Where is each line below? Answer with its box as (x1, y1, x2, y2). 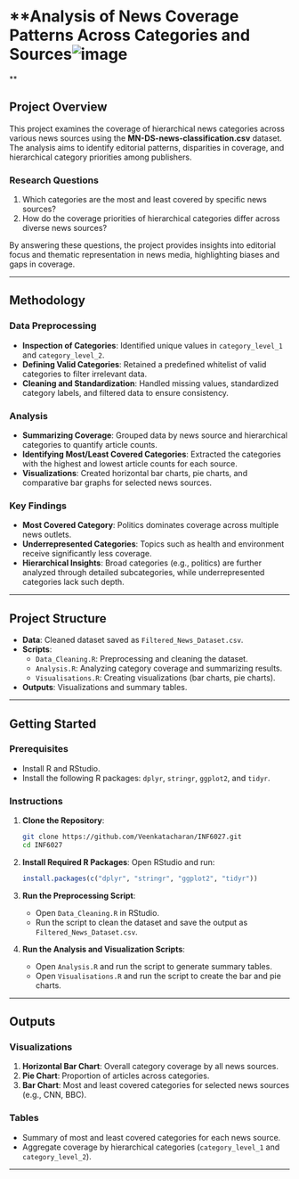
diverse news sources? (21, 223, 108, 234)
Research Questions (9, 174, 100, 186)
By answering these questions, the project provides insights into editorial (9, 240, 276, 251)
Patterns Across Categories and (9, 25, 251, 45)
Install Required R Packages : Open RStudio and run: (21, 856, 215, 867)
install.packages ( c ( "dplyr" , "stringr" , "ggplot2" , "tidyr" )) (21, 874, 258, 883)
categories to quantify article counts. (21, 440, 158, 450)
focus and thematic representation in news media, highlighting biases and (9, 250, 280, 260)
